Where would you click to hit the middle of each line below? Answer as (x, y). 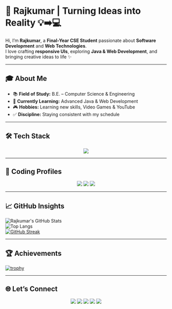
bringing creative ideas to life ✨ (38, 57)
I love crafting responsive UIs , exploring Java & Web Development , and (81, 51)
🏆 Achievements (34, 253)
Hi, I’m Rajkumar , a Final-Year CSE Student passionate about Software (81, 40)
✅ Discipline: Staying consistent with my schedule (66, 114)
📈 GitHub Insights (35, 206)
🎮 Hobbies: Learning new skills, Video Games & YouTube (74, 107)
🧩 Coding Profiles (34, 171)
